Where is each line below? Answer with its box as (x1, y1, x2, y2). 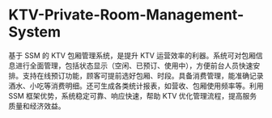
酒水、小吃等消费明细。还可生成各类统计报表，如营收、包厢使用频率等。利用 (8, 81, 264, 91)
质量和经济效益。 (8, 101, 66, 111)
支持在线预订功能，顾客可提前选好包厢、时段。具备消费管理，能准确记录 (22, 70, 264, 80)
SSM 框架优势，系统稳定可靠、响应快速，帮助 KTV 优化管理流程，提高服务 (8, 91, 257, 100)
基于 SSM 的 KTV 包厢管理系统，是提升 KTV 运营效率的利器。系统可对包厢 (8, 50, 257, 60)
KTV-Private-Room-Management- (8, 6, 244, 24)
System (8, 23, 62, 41)
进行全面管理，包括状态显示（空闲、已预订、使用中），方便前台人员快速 (15, 61, 253, 70)
